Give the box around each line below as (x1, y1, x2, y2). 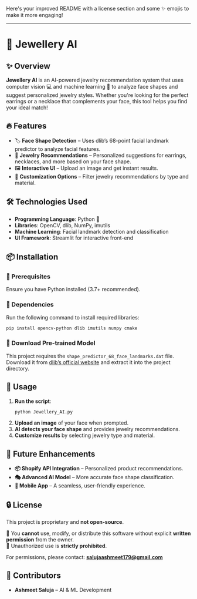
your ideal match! (6, 104, 48, 111)
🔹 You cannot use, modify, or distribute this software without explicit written (6, 530, 191, 537)
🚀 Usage (6, 382, 37, 392)
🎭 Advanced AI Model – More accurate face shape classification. (14, 474, 175, 481)
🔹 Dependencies (6, 301, 54, 309)
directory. (6, 365, 29, 372)
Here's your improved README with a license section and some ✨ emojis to (6, 5, 189, 12)
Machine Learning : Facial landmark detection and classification (14, 228, 169, 235)
